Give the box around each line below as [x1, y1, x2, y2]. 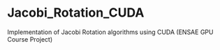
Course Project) [7, 35, 53, 43]
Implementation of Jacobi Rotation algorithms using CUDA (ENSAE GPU [7, 28, 214, 36]
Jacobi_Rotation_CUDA [7, 5, 145, 21]
